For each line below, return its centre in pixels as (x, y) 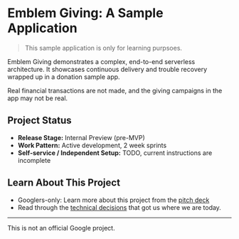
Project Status (40, 121)
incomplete (34, 160)
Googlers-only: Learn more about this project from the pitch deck (113, 200)
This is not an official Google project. (61, 228)
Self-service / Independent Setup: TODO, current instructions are (115, 153)
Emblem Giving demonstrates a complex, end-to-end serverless (101, 61)
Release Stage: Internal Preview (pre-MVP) (81, 137)
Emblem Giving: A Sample (85, 13)
